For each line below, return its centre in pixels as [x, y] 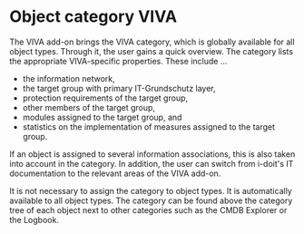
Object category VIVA [93, 17]
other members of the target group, [89, 107]
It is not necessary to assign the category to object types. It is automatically [151, 190]
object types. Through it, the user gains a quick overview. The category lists [151, 51]
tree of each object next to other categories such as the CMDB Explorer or [148, 210]
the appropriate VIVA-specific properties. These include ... [118, 61]
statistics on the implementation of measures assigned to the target [148, 127]
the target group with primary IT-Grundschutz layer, [119, 88]
